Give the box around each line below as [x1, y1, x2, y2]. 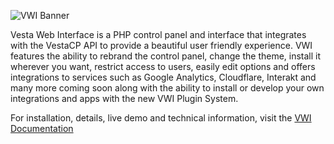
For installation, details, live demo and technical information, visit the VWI [10, 112, 312, 124]
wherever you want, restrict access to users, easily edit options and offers [10, 61, 316, 72]
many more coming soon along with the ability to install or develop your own [10, 82, 325, 94]
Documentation [10, 123, 74, 134]
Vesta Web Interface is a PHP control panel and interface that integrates [10, 29, 307, 40]
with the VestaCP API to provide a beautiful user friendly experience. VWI [10, 40, 313, 51]
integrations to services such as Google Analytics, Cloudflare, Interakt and [10, 71, 317, 83]
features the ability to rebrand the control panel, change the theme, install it [10, 50, 322, 62]
